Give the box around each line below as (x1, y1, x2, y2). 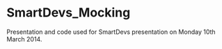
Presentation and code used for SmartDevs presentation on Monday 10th (6, 28, 216, 36)
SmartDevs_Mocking (6, 5, 131, 21)
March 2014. (6, 35, 42, 43)
